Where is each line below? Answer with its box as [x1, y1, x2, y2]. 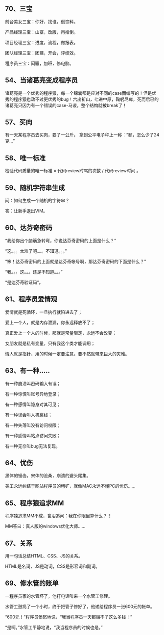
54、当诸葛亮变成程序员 [5, 76, 78, 84]
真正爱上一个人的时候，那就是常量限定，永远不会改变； [5, 330, 117, 336]
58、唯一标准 [5, 154, 46, 162]
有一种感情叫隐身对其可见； [5, 401, 61, 407]
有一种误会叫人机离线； [5, 412, 52, 418]
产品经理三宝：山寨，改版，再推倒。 [5, 29, 78, 35]
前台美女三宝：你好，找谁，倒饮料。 [5, 19, 78, 25]
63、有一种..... [5, 367, 50, 375]
